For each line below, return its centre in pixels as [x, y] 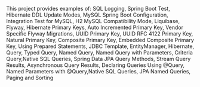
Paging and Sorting [30, 78]
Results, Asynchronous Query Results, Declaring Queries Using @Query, [96, 65]
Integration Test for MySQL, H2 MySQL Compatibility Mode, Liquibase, [93, 21]
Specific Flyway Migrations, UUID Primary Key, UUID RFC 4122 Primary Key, [100, 34]
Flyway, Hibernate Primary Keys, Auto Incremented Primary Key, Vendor [95, 27]
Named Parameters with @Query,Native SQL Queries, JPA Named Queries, [99, 71]
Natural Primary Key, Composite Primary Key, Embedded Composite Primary [100, 40]
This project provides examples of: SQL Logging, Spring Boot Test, [88, 9]
